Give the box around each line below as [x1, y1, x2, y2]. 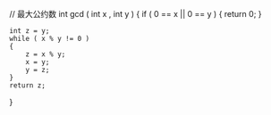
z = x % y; [25, 50, 66, 59]
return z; [9, 81, 47, 90]
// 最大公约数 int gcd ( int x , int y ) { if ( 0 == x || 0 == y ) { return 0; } [9, 9, 262, 19]
